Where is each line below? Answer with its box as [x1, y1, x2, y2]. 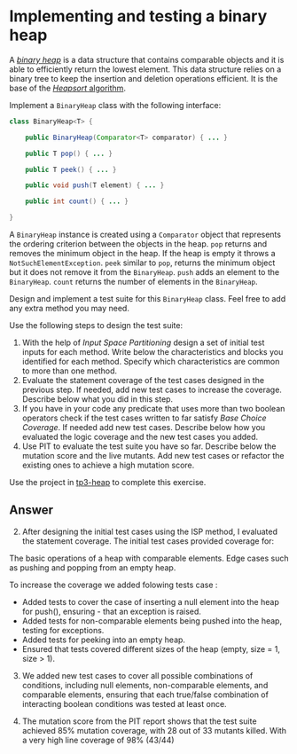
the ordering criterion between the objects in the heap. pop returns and [9, 239, 268, 249]
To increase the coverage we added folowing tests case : [9, 579, 218, 590]
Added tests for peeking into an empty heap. [21, 634, 186, 645]
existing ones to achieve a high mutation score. [21, 459, 195, 471]
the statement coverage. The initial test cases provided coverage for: [21, 535, 275, 546]
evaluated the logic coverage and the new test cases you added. [21, 432, 259, 443]
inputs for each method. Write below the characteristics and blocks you [21, 347, 284, 357]
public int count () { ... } [25, 197, 129, 206]
